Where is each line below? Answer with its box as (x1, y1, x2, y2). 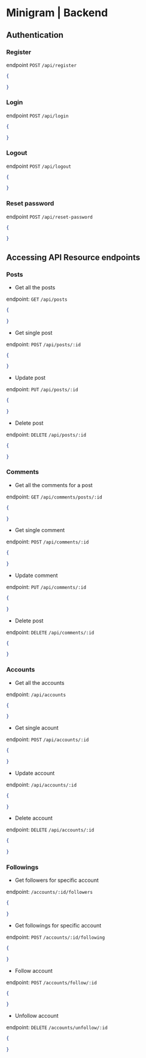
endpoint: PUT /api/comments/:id (6, 584, 87, 590)
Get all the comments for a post (14, 481, 93, 488)
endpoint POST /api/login (6, 111, 69, 119)
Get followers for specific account (14, 876, 99, 884)
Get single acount (14, 724, 59, 731)
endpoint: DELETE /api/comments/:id (6, 628, 95, 636)
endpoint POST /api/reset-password (6, 213, 93, 220)
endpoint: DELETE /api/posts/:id (6, 431, 87, 438)
